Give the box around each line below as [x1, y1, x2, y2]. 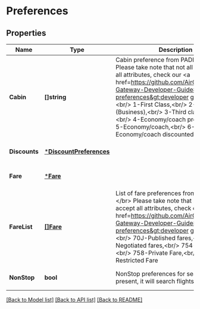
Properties [6, 28, 46, 38]
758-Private [133, 249, 168, 257]
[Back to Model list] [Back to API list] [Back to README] [6, 296, 143, 303]
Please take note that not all [115, 63, 193, 71]
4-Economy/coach [133, 115, 186, 123]
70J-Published [133, 234, 176, 242]
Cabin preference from [115, 55, 180, 64]
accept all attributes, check [115, 204, 192, 212]
